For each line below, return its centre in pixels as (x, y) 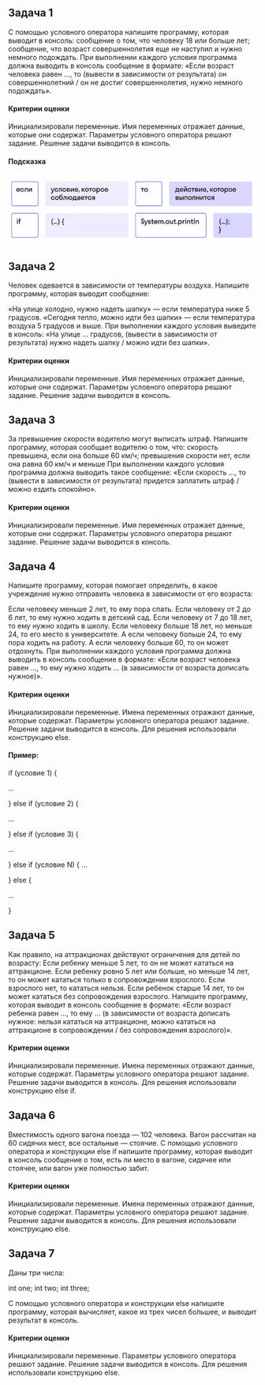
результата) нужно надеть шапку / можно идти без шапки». (109, 343)
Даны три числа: (36, 1272)
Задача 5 (32, 935)
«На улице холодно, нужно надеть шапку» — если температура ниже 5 (129, 309)
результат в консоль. (44, 1320)
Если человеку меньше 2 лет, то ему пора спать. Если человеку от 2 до (129, 609)
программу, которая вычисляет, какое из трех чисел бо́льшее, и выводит (132, 1312)
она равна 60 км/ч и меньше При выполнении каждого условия (116, 464)
